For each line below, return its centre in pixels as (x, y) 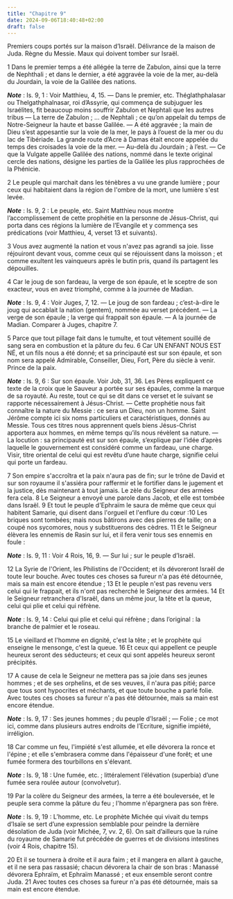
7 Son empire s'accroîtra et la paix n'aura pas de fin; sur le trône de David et (116, 476)
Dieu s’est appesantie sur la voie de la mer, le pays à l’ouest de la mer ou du (115, 132)
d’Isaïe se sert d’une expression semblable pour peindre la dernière (103, 824)
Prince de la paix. (32, 368)
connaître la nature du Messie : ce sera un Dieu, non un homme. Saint (106, 411)
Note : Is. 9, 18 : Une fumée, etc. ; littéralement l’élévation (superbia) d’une (113, 775)
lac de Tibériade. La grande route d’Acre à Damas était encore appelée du (113, 140)
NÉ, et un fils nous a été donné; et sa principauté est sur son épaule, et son (114, 353)
